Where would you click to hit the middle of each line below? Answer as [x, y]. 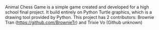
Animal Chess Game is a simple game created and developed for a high [77, 7]
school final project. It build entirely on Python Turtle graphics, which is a [79, 12]
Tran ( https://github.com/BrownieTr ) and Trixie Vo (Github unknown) [74, 22]
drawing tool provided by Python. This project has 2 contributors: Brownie [79, 17]
